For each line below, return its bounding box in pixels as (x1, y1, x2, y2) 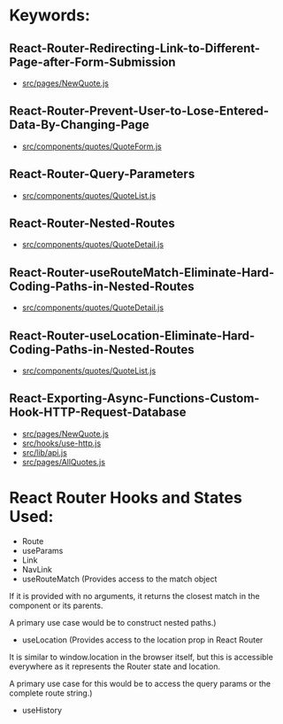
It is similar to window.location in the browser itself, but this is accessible (9, 651, 274, 662)
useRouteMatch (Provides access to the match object (21, 573, 218, 584)
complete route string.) (9, 688, 93, 698)
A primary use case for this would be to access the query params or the (9, 678, 272, 689)
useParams (21, 545, 64, 556)
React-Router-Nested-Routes (9, 216, 175, 231)
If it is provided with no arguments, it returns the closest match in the (9, 590, 260, 601)
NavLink (21, 564, 53, 574)
